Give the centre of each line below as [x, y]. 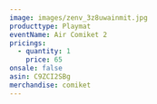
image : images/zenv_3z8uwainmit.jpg [78, 18]
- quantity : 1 [44, 52]
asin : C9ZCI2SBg [40, 77]
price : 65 [44, 60]
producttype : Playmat [50, 26]
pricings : [28, 43]
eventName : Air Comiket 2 [58, 34]
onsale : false [36, 69]
